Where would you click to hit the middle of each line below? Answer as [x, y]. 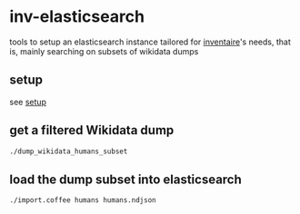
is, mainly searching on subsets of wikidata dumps [104, 51]
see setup [28, 102]
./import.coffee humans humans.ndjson [83, 200]
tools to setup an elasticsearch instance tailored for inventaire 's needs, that [150, 42]
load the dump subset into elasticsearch [126, 179]
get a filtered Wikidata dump [92, 130]
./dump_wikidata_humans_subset [69, 151]
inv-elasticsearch [77, 17]
